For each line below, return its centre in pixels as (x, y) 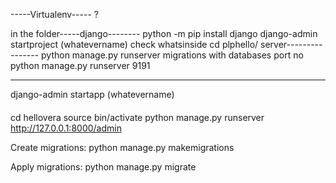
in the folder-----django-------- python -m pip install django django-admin (164, 33)
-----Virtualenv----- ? (54, 14)
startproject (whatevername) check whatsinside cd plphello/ (134, 44)
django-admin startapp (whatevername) (92, 94)
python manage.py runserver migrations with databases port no (172, 55)
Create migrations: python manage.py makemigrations (122, 147)
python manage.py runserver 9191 (80, 65)
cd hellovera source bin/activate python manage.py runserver (137, 117)
